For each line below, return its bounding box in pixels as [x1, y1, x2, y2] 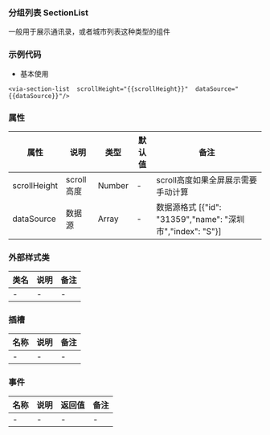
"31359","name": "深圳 [156, 213, 245, 224]
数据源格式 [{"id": [156, 201, 222, 212]
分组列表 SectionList [8, 6, 88, 18]
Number [97, 179, 129, 191]
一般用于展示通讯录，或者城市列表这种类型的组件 [8, 27, 170, 37]
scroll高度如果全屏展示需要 [156, 174, 257, 186]
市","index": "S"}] [156, 225, 222, 236]
